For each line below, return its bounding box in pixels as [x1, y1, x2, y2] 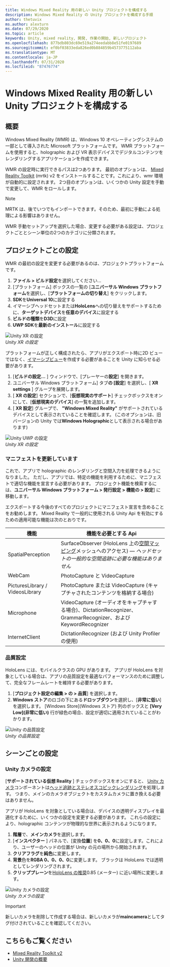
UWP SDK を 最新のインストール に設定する [12, 322, 101, 328]
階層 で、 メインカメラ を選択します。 [12, 831, 88, 837]
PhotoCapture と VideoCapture [60, 572, 135, 579]
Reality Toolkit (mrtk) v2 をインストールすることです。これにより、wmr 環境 [5, 173, 163, 179]
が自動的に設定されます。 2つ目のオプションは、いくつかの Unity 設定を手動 [5, 179, 164, 185]
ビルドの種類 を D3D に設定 [12, 316, 67, 322]
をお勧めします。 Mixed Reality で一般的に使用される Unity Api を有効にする [5, 510, 163, 516]
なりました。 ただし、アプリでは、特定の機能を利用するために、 [5, 474, 140, 480]
